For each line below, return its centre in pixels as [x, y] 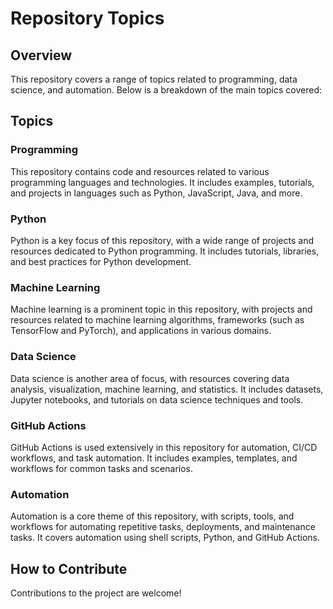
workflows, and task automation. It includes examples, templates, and [154, 458]
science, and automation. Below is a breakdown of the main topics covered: [166, 90]
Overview [41, 55]
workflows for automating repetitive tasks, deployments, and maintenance [163, 527]
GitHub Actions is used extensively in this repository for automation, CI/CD [164, 447]
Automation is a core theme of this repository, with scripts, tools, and [152, 516]
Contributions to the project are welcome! [96, 593]
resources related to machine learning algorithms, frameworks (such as [157, 320]
